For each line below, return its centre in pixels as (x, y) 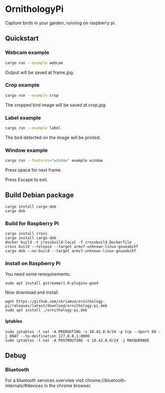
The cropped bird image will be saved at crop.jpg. (56, 105)
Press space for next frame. (33, 170)
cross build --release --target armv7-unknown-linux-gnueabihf (72, 247)
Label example (23, 117)
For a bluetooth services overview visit (45, 381)
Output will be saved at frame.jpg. (40, 72)
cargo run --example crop (32, 95)
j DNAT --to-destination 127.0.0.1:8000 (48, 336)
